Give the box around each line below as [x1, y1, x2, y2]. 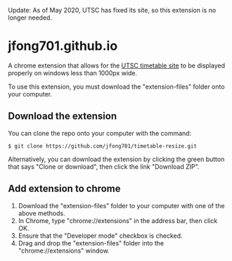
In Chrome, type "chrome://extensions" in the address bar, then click [18, 216, 218, 224]
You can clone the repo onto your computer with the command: [8, 129, 192, 137]
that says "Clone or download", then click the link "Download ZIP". [8, 162, 200, 171]
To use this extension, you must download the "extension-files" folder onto [8, 82, 225, 91]
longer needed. [8, 13, 52, 22]
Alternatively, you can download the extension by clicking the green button [8, 155, 225, 163]
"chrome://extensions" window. [18, 246, 110, 255]
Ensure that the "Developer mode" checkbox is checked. [18, 231, 183, 240]
